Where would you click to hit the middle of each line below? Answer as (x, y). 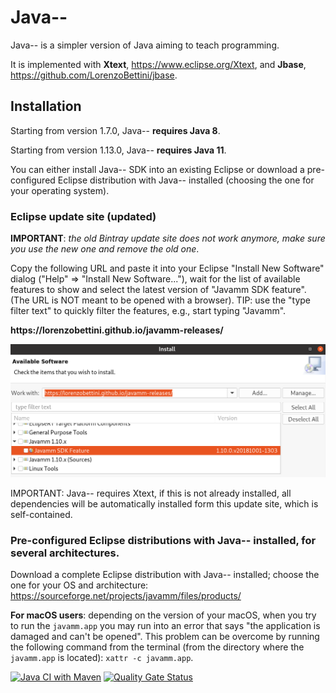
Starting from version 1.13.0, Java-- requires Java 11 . (118, 150)
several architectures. (65, 553)
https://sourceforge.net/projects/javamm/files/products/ (126, 596)
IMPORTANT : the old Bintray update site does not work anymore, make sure (168, 238)
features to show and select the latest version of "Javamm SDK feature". (158, 290)
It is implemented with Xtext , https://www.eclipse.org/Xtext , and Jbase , (158, 64)
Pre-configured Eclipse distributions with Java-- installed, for (163, 541)
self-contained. (41, 515)
